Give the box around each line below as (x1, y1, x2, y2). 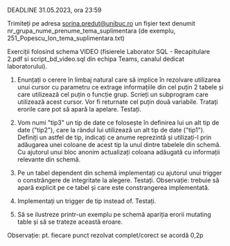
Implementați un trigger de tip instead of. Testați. (17, 197, 157, 205)
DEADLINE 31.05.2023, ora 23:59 (7, 6, 102, 14)
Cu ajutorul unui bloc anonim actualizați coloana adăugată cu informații (17, 148, 220, 156)
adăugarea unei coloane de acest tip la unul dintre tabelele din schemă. (17, 141, 222, 148)
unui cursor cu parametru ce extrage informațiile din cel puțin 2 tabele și (17, 83, 224, 91)
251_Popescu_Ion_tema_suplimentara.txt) (7, 34, 125, 42)
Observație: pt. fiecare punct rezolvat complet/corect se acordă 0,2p (7, 231, 204, 239)
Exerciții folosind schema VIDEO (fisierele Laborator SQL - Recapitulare (7, 48, 211, 55)
